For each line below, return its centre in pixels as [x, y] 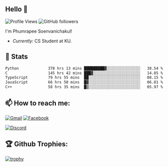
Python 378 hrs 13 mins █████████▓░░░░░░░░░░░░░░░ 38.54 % [84, 68]
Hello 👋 [17, 9]
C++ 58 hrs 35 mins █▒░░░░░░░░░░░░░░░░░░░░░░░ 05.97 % [84, 87]
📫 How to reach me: [38, 103]
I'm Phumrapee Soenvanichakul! [39, 31]
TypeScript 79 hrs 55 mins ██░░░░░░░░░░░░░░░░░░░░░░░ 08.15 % [84, 78]
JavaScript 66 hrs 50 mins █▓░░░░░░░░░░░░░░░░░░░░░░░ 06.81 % [84, 82]
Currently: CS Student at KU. [42, 41]
